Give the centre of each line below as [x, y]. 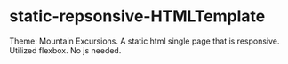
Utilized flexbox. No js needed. [65, 50]
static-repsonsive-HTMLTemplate [137, 16]
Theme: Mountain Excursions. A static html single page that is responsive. [144, 41]
